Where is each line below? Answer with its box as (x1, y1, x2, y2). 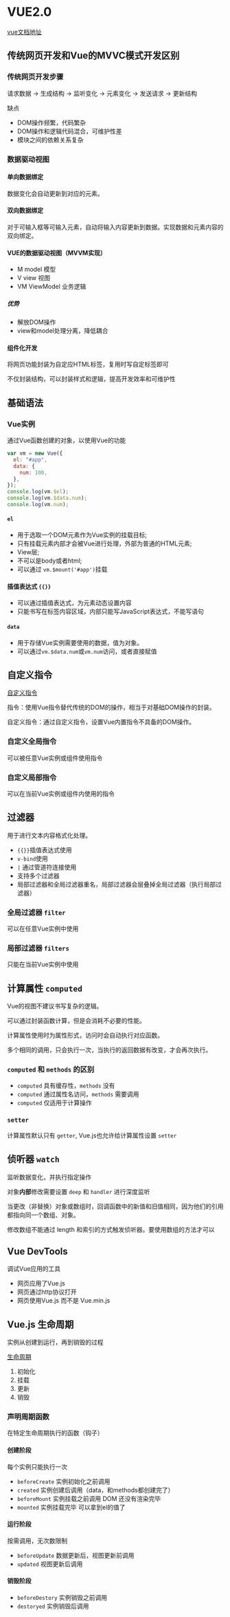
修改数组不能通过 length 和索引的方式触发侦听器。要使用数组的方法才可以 (7, 1225, 215, 1233)
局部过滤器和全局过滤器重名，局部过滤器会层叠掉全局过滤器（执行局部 (16, 880, 216, 888)
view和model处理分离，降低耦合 (16, 327, 108, 335)
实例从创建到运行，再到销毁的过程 (7, 1338, 104, 1347)
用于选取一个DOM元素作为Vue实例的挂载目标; (16, 531, 148, 539)
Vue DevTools (7, 1246, 69, 1257)
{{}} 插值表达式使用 (16, 845, 72, 854)
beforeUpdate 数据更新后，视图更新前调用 (16, 1551, 135, 1559)
